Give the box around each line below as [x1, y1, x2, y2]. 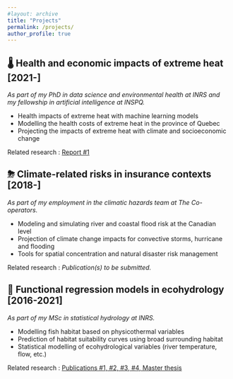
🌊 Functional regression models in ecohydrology [7, 284, 225, 296]
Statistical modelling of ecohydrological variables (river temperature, [17, 342, 217, 351]
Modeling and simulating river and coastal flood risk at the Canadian [17, 219, 217, 228]
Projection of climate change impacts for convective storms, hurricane [17, 234, 223, 243]
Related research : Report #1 [7, 148, 90, 156]
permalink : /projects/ [7, 23, 74, 30]
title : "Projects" [7, 17, 61, 24]
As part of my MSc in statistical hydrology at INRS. [7, 313, 155, 322]
